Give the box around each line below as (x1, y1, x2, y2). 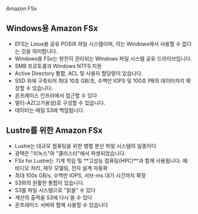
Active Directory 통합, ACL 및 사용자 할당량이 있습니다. (14, 70, 143, 77)
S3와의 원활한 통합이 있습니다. (14, 179, 85, 186)
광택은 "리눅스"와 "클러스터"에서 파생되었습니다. (14, 150, 126, 157)
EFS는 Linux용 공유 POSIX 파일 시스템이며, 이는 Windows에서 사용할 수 (14, 40, 181, 47)
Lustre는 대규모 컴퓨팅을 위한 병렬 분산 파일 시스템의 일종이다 (14, 142, 157, 149)
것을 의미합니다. (21, 47, 58, 55)
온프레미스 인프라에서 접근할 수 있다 (14, 91, 98, 99)
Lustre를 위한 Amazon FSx (6, 126, 103, 136)
